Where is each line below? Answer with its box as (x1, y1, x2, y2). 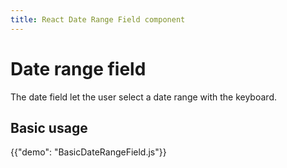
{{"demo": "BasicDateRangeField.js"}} (10, 146, 167, 158)
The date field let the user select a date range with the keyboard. (10, 91, 277, 103)
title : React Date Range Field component (10, 14, 186, 25)
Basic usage (10, 119, 88, 136)
